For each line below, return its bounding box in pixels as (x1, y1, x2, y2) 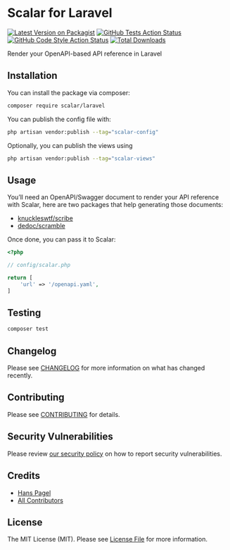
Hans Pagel (17, 488, 51, 497)
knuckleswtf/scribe (17, 214, 74, 223)
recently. (7, 371, 33, 380)
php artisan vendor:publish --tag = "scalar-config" (7, 128, 159, 135)
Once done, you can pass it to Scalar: (7, 235, 116, 244)
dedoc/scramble (17, 222, 65, 230)
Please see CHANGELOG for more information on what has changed (7, 364, 205, 373)
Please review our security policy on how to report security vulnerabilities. (7, 449, 222, 458)
